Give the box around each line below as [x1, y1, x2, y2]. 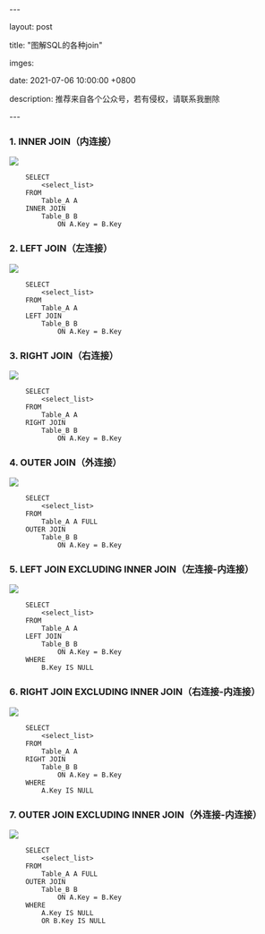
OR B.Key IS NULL [41, 917, 106, 926]
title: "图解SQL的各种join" [9, 40, 103, 50]
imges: [9, 58, 34, 68]
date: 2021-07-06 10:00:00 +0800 [9, 75, 136, 85]
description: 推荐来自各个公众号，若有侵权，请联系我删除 [9, 94, 221, 104]
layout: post [9, 21, 53, 31]
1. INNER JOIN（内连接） [9, 135, 117, 148]
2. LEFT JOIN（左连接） [9, 242, 113, 255]
